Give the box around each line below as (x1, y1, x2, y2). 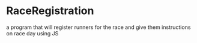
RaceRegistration (6, 4, 94, 18)
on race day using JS (6, 29, 59, 37)
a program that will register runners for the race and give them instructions (6, 24, 191, 31)
